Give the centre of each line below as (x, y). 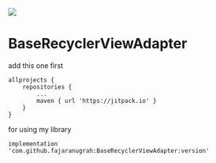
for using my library (40, 129)
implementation (33, 144)
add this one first (36, 65)
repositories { (47, 87)
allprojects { (32, 80)
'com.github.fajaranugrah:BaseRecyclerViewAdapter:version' (109, 150)
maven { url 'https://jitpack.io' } (97, 100)
